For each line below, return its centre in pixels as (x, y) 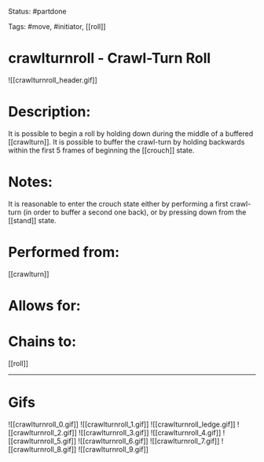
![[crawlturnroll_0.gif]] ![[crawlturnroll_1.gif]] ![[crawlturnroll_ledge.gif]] (122, 424)
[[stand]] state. (32, 220)
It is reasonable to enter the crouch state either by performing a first (118, 203)
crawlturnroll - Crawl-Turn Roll (110, 59)
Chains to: (42, 342)
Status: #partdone (37, 11)
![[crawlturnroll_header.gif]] (53, 80)
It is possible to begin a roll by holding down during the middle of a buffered (131, 134)
